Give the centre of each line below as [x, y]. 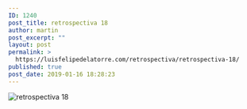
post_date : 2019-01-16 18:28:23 [62, 74]
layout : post [30, 45]
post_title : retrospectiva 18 [58, 23]
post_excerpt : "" [37, 38]
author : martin [33, 30]
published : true [35, 67]
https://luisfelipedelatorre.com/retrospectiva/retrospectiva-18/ [127, 60]
